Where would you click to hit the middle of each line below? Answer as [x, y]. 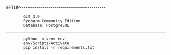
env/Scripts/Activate [47, 43]
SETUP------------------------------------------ [55, 7]
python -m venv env [44, 39]
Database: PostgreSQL [47, 25]
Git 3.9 [32, 17]
